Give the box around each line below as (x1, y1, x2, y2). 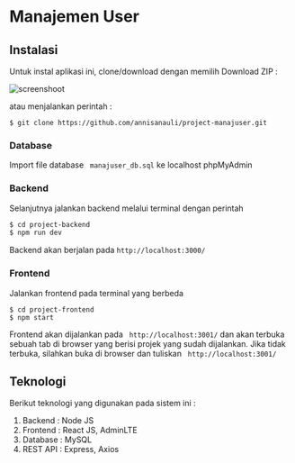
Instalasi (9, 42, 58, 58)
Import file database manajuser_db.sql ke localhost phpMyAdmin (9, 159, 254, 170)
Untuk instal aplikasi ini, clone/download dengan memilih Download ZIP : (9, 66, 279, 77)
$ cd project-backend (9, 220, 91, 229)
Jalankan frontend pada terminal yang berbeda (9, 287, 184, 298)
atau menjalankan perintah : (9, 101, 112, 112)
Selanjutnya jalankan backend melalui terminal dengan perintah (9, 203, 245, 213)
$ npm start (9, 313, 54, 322)
